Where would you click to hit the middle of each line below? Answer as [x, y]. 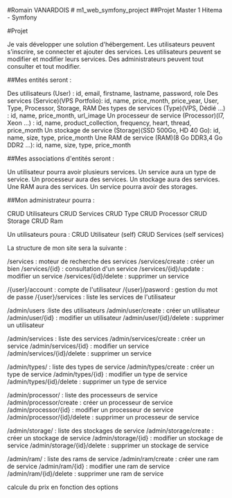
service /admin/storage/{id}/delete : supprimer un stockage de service [108, 445]
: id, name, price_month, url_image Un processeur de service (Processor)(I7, [116, 115]
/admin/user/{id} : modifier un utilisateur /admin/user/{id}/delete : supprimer [116, 318]
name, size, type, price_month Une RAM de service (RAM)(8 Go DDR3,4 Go [115, 138]
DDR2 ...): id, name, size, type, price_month [69, 145]
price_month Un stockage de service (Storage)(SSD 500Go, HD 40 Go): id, [114, 130]
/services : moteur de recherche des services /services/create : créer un [111, 261]
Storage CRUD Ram [35, 221]
